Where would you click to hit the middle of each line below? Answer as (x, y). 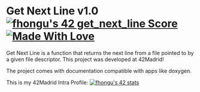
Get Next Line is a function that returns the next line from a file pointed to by (100, 53)
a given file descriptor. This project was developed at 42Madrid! (85, 59)
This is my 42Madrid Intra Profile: (47, 82)
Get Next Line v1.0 (52, 11)
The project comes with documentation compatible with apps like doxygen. (99, 70)
